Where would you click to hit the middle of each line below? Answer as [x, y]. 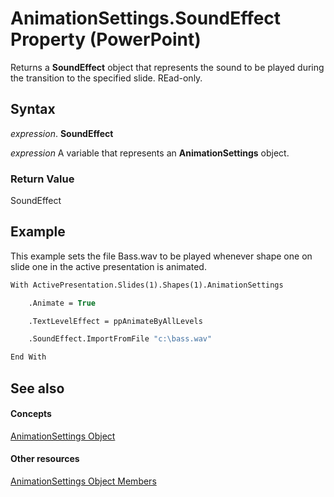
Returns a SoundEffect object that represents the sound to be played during [167, 67]
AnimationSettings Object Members [83, 481]
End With [28, 357]
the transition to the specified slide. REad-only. [106, 78]
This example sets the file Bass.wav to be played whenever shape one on [161, 256]
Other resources [45, 459]
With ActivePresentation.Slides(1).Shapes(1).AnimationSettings [147, 285]
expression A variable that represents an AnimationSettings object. [150, 153]
